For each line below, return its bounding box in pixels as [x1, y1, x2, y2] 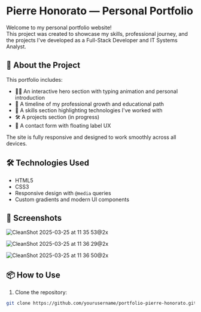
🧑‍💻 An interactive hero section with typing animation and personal [14, 88, 178, 95]
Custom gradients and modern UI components [14, 196, 130, 203]
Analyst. [6, 43, 27, 50]
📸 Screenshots [6, 213, 62, 223]
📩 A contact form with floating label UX [14, 122, 111, 129]
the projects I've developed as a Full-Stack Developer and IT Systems [6, 36, 178, 44]
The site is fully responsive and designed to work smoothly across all [6, 133, 176, 141]
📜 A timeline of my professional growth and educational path [14, 100, 165, 107]
